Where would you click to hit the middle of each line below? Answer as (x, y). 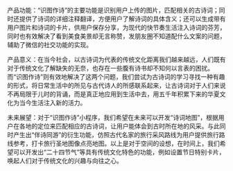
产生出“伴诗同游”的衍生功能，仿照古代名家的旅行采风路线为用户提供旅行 (116, 135)
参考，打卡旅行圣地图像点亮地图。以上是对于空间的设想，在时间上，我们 (116, 143)
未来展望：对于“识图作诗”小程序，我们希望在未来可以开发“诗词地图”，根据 (113, 117)
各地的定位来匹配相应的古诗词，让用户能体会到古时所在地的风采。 (113, 126)
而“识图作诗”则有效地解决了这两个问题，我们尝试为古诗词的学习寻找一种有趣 (116, 77)
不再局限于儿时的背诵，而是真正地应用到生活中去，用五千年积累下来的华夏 (113, 94)
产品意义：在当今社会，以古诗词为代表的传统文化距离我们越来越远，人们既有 (116, 60)
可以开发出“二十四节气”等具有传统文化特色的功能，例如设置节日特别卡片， (119, 152)
